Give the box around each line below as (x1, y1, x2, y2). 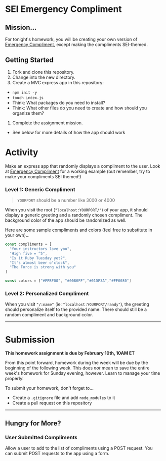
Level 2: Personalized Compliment (5, 290, 89, 297)
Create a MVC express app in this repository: (12, 79, 104, 85)
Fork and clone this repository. (12, 69, 75, 75)
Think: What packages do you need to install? (12, 100, 105, 105)
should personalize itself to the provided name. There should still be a (5, 307, 147, 312)
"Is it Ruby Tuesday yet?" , (9, 256, 68, 260)
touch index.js (12, 95, 44, 100)
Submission (5, 334, 55, 345)
